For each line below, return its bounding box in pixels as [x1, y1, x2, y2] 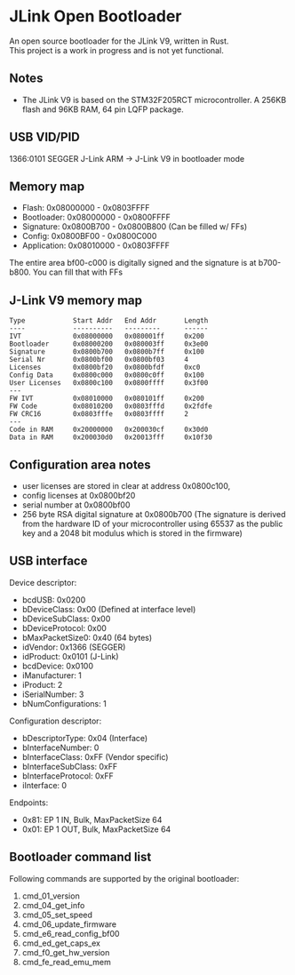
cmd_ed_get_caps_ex [21, 938, 100, 948]
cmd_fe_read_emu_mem [21, 956, 111, 967]
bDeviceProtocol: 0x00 [21, 622, 107, 633]
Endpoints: [9, 797, 49, 808]
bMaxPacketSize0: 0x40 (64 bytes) [21, 632, 153, 643]
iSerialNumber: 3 [21, 689, 84, 699]
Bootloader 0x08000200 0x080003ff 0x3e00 [9, 340, 209, 348]
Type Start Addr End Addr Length [9, 316, 209, 325]
